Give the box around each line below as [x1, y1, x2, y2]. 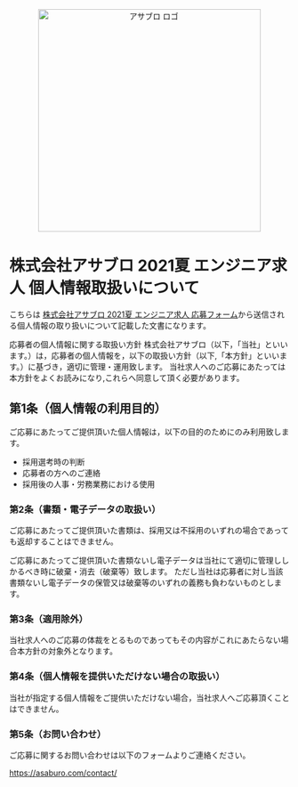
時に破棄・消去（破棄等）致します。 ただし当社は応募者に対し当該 [39, 566, 284, 577]
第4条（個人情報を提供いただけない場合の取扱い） [9, 670, 225, 683]
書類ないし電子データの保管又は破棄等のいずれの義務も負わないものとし [9, 578, 274, 588]
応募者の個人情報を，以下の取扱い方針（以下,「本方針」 [51, 350, 256, 361]
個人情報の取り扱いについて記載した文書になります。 [16, 320, 212, 330]
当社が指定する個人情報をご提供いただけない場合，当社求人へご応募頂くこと [9, 692, 290, 702]
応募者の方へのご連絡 [21, 467, 101, 478]
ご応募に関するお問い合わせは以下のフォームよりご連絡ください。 [9, 750, 251, 760]
